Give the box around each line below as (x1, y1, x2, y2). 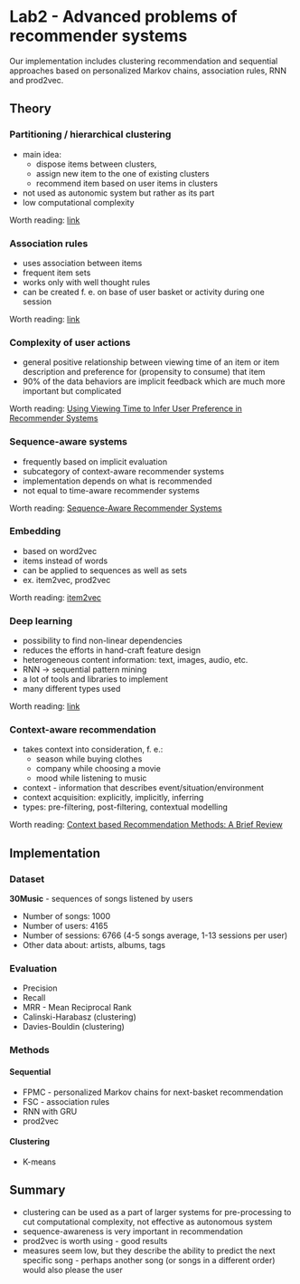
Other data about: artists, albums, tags (22, 940, 165, 951)
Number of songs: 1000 (22, 911, 111, 922)
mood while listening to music (35, 772, 147, 784)
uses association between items (22, 257, 143, 268)
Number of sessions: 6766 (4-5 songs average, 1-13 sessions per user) (22, 930, 288, 941)
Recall (22, 992, 46, 1003)
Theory (9, 101, 52, 117)
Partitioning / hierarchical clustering (9, 129, 172, 141)
